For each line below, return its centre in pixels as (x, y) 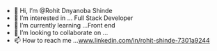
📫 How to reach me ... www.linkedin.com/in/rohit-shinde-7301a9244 (112, 40)
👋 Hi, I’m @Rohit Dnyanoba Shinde (63, 11)
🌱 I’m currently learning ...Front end (64, 25)
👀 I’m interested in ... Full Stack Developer (73, 18)
